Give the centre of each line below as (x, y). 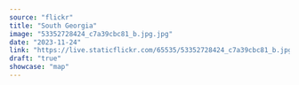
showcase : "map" (39, 67)
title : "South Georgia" (53, 26)
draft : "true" (36, 58)
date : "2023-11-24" (45, 42)
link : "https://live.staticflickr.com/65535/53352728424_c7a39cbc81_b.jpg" (153, 50)
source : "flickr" (41, 17)
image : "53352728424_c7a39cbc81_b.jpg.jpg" (91, 34)
